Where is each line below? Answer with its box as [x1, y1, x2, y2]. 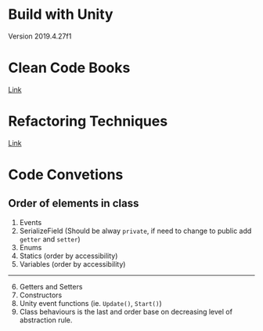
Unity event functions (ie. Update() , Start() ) [19, 298, 162, 307]
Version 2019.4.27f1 [8, 31, 72, 41]
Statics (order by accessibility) [19, 251, 118, 260]
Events [19, 217, 42, 227]
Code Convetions [8, 166, 124, 184]
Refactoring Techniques [8, 112, 168, 130]
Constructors [19, 290, 63, 300]
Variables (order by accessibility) [19, 259, 126, 268]
